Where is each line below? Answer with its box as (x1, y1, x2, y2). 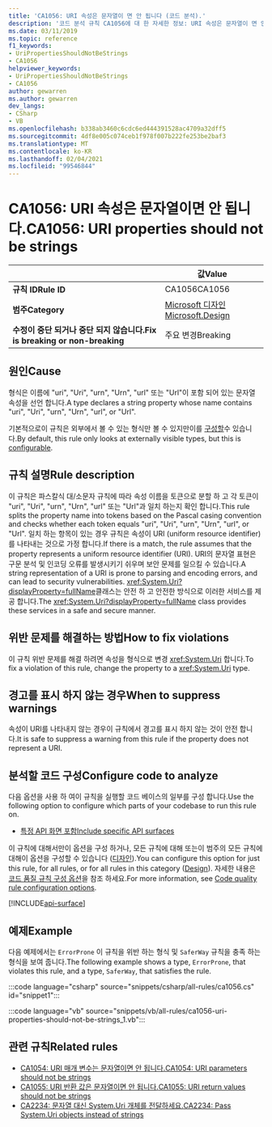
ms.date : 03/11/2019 (8, 27, 79, 35)
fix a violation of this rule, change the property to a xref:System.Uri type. (8, 663, 250, 672)
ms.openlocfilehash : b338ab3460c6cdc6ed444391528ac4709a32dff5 (8, 125, 227, 133)
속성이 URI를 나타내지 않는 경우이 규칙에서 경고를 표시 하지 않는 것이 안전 (8, 724, 238, 734)
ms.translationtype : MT (8, 139, 89, 148)
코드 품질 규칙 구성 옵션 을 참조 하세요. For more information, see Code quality (8, 874, 257, 883)
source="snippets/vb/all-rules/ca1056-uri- (85, 1006, 228, 1015)
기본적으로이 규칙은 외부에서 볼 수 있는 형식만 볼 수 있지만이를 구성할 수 (8, 423, 231, 433)
